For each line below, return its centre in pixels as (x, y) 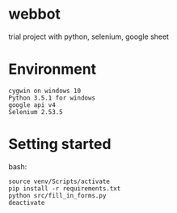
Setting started (60, 145)
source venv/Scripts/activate (59, 181)
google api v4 (32, 105)
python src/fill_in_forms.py (57, 195)
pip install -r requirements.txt (65, 188)
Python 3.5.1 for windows (52, 98)
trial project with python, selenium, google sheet (89, 36)
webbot (34, 14)
